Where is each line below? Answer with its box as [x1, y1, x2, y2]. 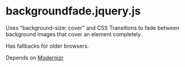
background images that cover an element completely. [5, 30, 142, 37]
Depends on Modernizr [5, 54, 64, 61]
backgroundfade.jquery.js [5, 4, 141, 18]
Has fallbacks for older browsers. [5, 42, 89, 49]
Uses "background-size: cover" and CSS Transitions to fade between [5, 24, 180, 31]
